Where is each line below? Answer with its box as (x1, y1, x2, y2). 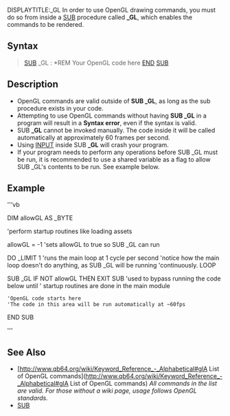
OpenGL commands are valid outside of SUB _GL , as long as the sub (16, 96, 211, 105)
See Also (7, 347, 46, 358)
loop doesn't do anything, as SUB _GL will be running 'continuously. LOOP (7, 261, 216, 270)
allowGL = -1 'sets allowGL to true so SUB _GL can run (7, 241, 160, 249)
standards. (16, 394, 48, 402)
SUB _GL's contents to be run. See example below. (16, 162, 160, 171)
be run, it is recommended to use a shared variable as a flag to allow (16, 155, 211, 164)
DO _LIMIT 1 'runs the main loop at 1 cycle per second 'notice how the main (7, 254, 220, 262)
